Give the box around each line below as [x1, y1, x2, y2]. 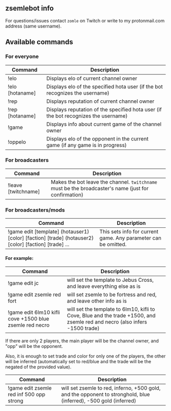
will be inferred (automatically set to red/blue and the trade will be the [5, 359, 152, 365]
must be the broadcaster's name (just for [50, 185, 149, 192]
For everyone [5, 53, 39, 60]
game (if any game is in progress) [46, 141, 127, 149]
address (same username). [5, 23, 62, 29]
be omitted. [99, 241, 127, 248]
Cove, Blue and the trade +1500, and [67, 312, 156, 319]
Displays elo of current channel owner [46, 75, 137, 82]
